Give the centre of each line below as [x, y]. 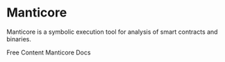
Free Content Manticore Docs [49, 52]
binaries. [19, 39]
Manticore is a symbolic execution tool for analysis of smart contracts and [112, 32]
